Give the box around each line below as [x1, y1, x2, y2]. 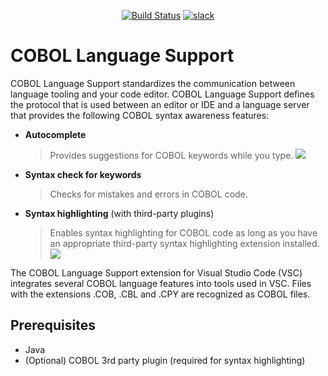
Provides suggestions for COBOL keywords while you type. [49, 149, 294, 161]
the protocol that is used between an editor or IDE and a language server [10, 98, 310, 110]
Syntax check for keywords [24, 168, 142, 180]
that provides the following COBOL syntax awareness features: [10, 109, 270, 121]
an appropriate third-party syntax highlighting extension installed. [49, 237, 320, 249]
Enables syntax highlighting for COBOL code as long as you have [49, 226, 318, 239]
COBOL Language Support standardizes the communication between [10, 77, 296, 89]
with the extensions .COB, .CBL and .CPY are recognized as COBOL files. [10, 288, 311, 300]
